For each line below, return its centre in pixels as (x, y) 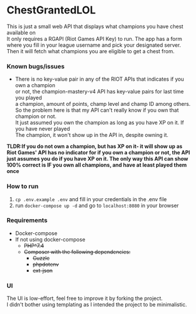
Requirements (27, 220)
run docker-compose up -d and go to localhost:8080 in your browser (97, 205)
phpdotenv (46, 264)
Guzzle (41, 258)
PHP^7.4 (34, 246)
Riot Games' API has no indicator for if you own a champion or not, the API (98, 153)
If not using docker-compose (50, 239)
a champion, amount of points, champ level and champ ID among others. (103, 104)
